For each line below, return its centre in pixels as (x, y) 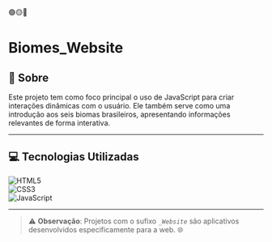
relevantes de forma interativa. (59, 123)
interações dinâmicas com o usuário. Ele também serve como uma (119, 106)
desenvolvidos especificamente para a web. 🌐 (106, 229)
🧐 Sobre (29, 77)
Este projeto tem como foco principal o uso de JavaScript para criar (121, 97)
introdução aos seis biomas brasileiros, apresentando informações (119, 114)
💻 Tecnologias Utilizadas (74, 157)
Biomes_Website (66, 48)
